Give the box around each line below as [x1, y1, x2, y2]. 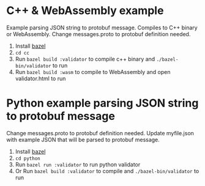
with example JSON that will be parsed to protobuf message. [6, 136, 160, 143]
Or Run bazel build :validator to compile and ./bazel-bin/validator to [15, 167, 199, 174]
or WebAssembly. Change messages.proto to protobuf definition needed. [6, 30, 191, 37]
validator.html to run [15, 75, 66, 82]
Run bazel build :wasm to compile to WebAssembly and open [15, 68, 171, 75]
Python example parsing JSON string [6, 96, 199, 110]
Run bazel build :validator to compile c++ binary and [15, 55, 155, 62]
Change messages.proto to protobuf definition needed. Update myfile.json [6, 129, 195, 136]
